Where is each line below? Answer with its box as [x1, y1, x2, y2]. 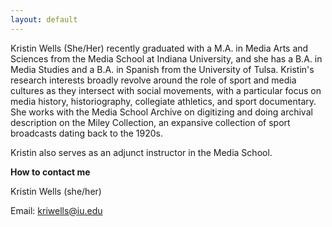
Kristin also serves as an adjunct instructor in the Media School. [10, 146, 273, 158]
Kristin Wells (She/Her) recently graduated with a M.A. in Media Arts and [10, 42, 309, 54]
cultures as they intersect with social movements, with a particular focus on [10, 84, 322, 96]
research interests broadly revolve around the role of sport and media [10, 74, 297, 86]
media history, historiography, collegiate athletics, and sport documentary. [10, 95, 317, 107]
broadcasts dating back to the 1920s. [10, 127, 164, 139]
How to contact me [10, 166, 91, 178]
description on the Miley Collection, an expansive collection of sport [10, 116, 291, 128]
